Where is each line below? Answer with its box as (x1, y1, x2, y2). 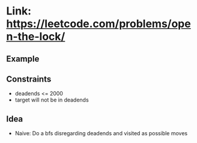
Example (6, 53, 40, 64)
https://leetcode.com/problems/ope (6, 17, 191, 31)
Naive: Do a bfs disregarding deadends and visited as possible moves (14, 130, 188, 137)
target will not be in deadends (14, 96, 89, 103)
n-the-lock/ (6, 30, 65, 43)
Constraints (6, 74, 52, 84)
